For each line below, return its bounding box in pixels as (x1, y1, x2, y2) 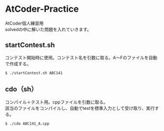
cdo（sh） (5, 85, 38, 94)
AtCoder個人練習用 (5, 20, 44, 26)
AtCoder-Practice (5, 3, 79, 15)
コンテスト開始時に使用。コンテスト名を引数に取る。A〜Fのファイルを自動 (5, 54, 158, 60)
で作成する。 (5, 60, 31, 67)
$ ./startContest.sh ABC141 (5, 70, 63, 76)
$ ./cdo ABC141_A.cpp (5, 121, 50, 126)
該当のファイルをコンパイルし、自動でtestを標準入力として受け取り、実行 (5, 105, 155, 111)
